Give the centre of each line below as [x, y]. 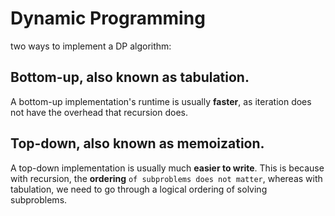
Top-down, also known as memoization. [137, 143]
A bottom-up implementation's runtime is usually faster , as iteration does [161, 101]
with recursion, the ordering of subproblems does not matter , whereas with [166, 178]
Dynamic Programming [108, 18]
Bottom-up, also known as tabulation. [130, 77]
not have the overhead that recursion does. [99, 112]
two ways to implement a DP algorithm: [91, 46]
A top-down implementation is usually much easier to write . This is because [167, 168]
